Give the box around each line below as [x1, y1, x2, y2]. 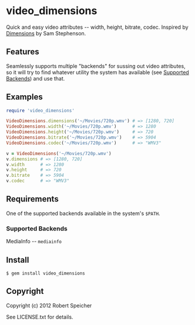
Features [6, 47, 39, 57]
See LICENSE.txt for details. [6, 313, 73, 320]
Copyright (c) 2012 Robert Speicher [6, 301, 92, 309]
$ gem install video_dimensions [6, 270, 85, 276]
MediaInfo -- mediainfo [6, 238, 62, 245]
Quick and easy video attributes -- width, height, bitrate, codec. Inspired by [6, 24, 189, 31]
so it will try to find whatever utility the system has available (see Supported [6, 69, 189, 76]
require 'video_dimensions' [6, 108, 75, 113]
